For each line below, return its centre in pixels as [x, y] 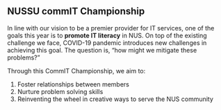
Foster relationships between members [73, 84]
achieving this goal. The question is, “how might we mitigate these [102, 50]
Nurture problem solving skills [60, 91]
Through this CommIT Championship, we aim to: [76, 71]
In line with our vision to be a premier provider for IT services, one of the [111, 28]
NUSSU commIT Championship [76, 11]
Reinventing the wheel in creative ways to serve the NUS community [115, 99]
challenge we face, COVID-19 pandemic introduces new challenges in [107, 43]
